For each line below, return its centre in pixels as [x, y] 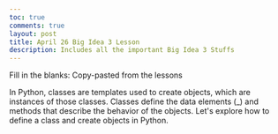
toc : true [27, 17]
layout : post [33, 33]
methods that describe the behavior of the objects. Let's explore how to [139, 111]
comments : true [37, 26]
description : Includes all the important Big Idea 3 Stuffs [122, 50]
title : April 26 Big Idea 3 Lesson [75, 42]
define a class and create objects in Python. [89, 121]
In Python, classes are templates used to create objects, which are [130, 93]
